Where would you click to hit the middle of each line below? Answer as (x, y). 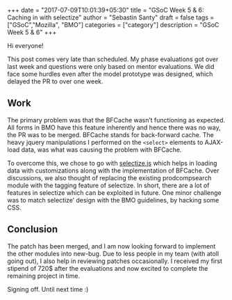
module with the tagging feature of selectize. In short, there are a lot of (108, 185)
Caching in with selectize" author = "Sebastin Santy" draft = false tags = (111, 17)
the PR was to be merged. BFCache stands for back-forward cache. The (110, 134)
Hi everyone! (25, 46)
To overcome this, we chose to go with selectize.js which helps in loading (112, 163)
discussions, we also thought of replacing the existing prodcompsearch (109, 177)
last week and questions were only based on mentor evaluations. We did (111, 66)
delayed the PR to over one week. (55, 81)
